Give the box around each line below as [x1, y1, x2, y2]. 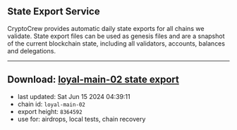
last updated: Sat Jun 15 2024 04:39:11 [17, 92, 130, 100]
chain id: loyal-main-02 [17, 100, 86, 108]
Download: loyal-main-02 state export [7, 74, 180, 86]
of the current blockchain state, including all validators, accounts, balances [7, 39, 226, 48]
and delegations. [7, 46, 56, 55]
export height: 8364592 [17, 107, 83, 115]
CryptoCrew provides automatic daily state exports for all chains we [7, 24, 205, 32]
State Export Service [7, 6, 100, 18]
